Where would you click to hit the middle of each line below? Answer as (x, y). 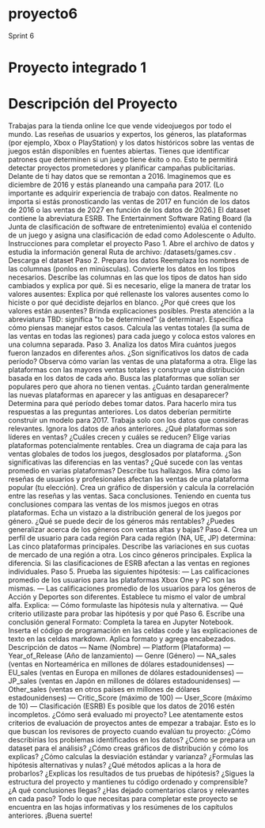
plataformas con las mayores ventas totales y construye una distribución (127, 370)
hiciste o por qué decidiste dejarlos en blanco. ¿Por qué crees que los (122, 302)
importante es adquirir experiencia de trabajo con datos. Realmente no (123, 193)
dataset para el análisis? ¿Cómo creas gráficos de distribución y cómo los (129, 748)
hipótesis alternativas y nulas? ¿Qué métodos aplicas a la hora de (115, 765)
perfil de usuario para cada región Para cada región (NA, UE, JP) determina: (132, 538)
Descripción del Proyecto (93, 104)
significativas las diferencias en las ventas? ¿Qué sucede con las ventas (125, 462)
